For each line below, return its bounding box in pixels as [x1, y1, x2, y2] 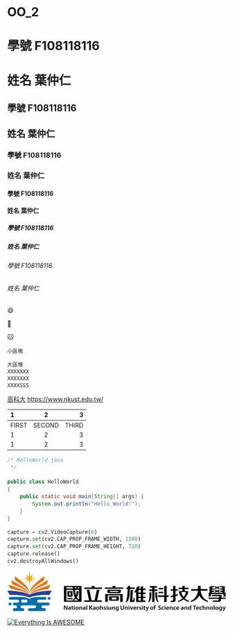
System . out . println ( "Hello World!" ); [32, 500, 141, 507]
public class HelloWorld [7, 478, 79, 486]
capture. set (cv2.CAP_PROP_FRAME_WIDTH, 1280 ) [7, 536, 141, 543]
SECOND [33, 421, 59, 429]
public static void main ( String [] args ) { [19, 493, 144, 500]
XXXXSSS [7, 382, 30, 389]
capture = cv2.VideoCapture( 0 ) [7, 528, 98, 535]
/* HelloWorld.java [7, 456, 64, 464]
